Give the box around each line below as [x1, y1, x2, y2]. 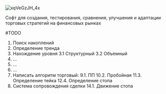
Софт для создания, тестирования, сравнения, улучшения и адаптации [5, 15, 161, 20]
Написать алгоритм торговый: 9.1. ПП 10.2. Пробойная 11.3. [12, 72, 142, 78]
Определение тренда [12, 45, 60, 51]
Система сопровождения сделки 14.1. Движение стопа [12, 83, 133, 89]
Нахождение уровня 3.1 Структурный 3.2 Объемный [12, 51, 128, 56]
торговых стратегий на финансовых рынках [5, 20, 101, 26]
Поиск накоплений [12, 40, 54, 46]
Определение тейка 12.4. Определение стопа [12, 78, 113, 83]
